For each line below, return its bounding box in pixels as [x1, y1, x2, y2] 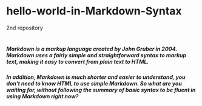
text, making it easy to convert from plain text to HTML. [6, 58, 149, 66]
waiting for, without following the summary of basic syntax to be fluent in [6, 86, 196, 93]
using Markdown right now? [6, 92, 79, 100]
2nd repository [6, 24, 44, 31]
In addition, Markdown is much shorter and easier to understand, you [6, 73, 186, 81]
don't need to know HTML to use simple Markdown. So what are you [6, 79, 182, 87]
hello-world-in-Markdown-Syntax [6, 4, 182, 18]
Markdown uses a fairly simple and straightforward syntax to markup [6, 52, 187, 59]
